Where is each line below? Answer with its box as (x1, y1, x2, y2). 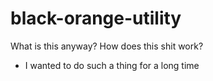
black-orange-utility (10, 7, 182, 30)
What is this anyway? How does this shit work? (10, 40, 204, 52)
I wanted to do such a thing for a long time (24, 59, 200, 71)
